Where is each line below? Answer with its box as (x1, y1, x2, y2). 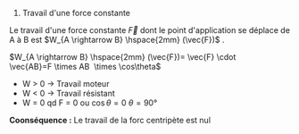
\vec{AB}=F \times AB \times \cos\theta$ (9, 62, 162, 71)
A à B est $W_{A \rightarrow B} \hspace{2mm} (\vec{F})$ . (9, 35, 225, 45)
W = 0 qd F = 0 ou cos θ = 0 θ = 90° (21, 97, 158, 108)
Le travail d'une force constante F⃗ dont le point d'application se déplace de (9, 25, 290, 35)
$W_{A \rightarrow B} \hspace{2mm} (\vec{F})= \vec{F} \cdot (9, 52, 237, 62)
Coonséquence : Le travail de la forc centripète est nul (9, 115, 212, 125)
